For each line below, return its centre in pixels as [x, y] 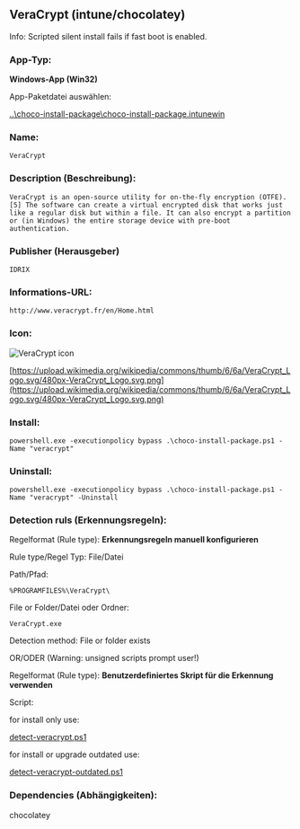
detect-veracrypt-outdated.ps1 [66, 772]
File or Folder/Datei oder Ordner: [70, 608]
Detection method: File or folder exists [80, 640]
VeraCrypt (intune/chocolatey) [97, 15]
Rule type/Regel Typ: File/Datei [66, 557]
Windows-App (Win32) [53, 79]
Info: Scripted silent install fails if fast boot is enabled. [108, 36]
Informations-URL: [51, 292]
